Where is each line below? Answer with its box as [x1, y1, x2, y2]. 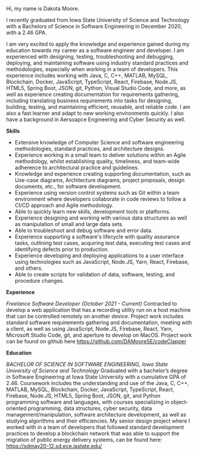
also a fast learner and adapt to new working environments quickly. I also [6, 109, 184, 117]
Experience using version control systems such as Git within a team [14, 189, 180, 196]
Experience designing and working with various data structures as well [14, 214, 187, 221]
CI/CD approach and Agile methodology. [14, 202, 113, 209]
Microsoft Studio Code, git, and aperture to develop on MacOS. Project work [6, 331, 192, 338]
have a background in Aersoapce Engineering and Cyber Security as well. [6, 116, 186, 123]
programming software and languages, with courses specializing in [6, 399, 170, 405]
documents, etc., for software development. [14, 183, 122, 190]
